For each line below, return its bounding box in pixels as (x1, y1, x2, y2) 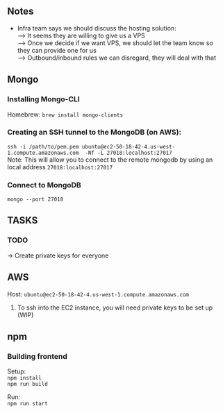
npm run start (7, 401, 49, 407)
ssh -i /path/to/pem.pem (7, 143, 79, 150)
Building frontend (7, 351, 68, 361)
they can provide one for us (17, 46, 97, 54)
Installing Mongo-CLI (7, 94, 80, 104)
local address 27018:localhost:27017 (7, 162, 113, 171)
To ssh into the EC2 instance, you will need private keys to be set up (17, 303, 213, 312)
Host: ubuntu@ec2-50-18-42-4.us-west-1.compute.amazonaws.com (7, 289, 190, 298)
